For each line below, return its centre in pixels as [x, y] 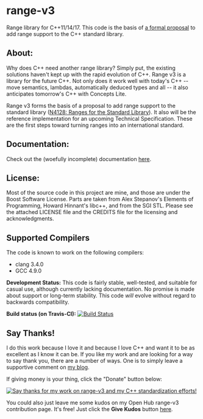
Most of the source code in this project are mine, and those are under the [98, 193]
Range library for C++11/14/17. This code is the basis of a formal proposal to [101, 27]
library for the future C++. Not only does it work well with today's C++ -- [98, 81]
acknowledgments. [30, 219]
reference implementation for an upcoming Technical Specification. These [100, 118]
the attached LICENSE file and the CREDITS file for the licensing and [92, 212]
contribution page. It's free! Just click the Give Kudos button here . [90, 409]
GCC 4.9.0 [28, 271]
